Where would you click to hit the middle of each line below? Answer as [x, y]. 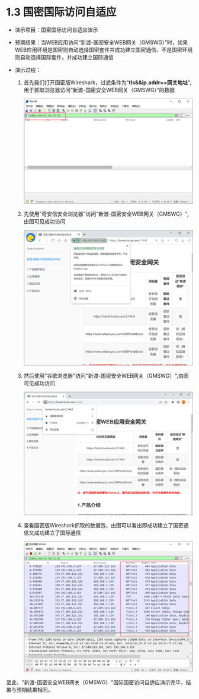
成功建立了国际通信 [57, 533]
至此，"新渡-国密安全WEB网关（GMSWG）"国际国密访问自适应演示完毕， [96, 682]
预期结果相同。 [35, 689]
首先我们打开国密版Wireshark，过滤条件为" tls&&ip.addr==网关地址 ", [107, 82]
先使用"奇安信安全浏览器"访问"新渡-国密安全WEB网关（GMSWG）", [106, 214]
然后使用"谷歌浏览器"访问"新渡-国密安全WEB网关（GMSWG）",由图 [106, 375]
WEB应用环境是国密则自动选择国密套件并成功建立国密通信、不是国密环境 [104, 50]
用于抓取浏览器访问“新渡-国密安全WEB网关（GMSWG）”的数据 [99, 90]
